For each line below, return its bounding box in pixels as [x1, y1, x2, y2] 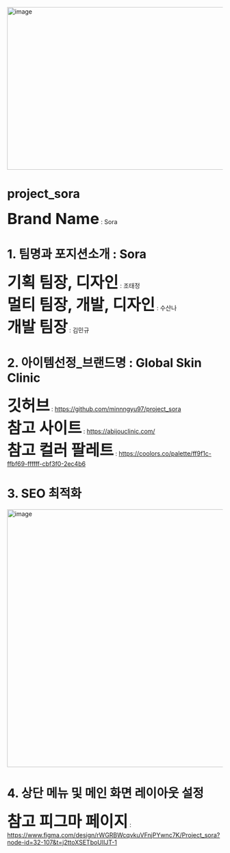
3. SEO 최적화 [7, 486, 82, 501]
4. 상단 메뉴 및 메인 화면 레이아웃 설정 [7, 785, 204, 801]
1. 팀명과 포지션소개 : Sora [7, 247, 147, 262]
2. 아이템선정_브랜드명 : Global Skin [7, 356, 202, 371]
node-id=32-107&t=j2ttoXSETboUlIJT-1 [7, 838, 118, 846]
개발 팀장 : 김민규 [7, 317, 90, 336]
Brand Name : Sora [7, 208, 118, 228]
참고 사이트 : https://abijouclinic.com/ [7, 418, 155, 438]
